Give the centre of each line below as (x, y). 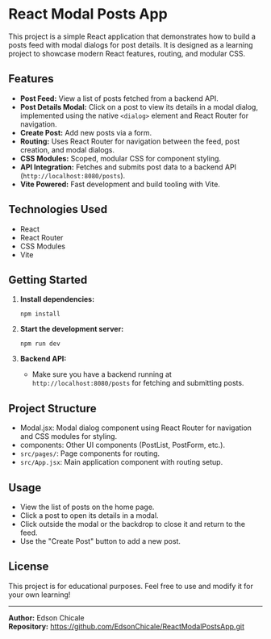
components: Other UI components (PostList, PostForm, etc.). (123, 445)
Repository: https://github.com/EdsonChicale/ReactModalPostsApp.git (126, 626)
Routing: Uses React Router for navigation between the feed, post (130, 141)
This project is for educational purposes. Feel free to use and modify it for (131, 586)
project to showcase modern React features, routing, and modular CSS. (127, 53)
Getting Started (48, 280)
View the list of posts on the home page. (87, 507)
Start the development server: (72, 329)
